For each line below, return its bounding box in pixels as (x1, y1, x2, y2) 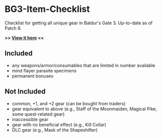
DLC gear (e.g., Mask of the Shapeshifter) (11, 127, 98, 133)
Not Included (4, 87, 46, 96)
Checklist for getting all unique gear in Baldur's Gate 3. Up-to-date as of (4, 20, 153, 26)
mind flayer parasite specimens (11, 68, 77, 73)
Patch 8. (4, 25, 22, 31)
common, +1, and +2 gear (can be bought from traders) (11, 100, 126, 106)
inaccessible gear (11, 116, 48, 122)
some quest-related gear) (11, 111, 65, 117)
